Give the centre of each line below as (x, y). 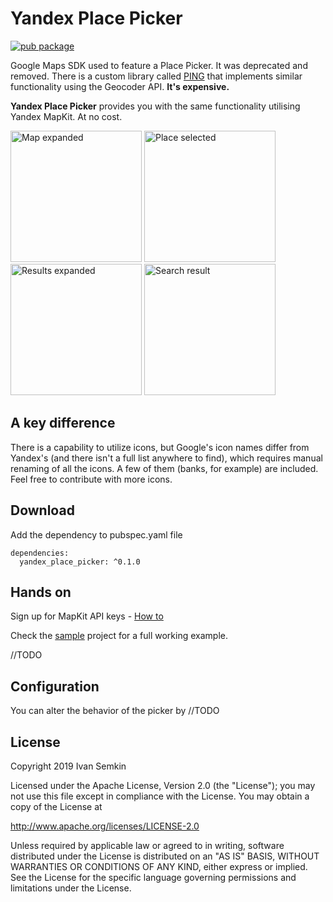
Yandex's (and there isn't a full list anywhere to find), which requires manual (166, 458)
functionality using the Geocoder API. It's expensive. (120, 86)
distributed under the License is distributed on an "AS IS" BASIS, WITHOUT (165, 856)
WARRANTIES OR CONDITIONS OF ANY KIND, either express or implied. (159, 866)
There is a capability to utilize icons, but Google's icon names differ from (160, 447)
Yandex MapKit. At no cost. (66, 116)
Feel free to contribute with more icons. (91, 479)
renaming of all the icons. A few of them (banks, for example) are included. (164, 468)
